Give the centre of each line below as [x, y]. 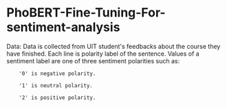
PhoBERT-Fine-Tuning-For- [86, 13]
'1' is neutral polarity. [56, 85]
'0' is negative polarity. [57, 74]
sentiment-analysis [63, 27]
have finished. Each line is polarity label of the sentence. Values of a [103, 54]
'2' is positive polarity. [57, 98]
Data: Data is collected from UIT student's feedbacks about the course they [113, 46]
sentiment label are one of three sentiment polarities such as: [93, 61]
